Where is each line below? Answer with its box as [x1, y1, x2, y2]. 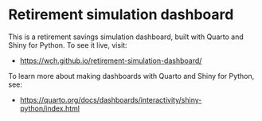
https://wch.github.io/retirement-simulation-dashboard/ [19, 56, 202, 65]
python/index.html [19, 103, 80, 113]
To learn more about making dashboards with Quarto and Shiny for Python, [8, 71, 255, 80]
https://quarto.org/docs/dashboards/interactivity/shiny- [19, 95, 202, 104]
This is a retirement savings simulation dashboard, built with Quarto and [8, 32, 244, 41]
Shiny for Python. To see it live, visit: [8, 40, 127, 49]
